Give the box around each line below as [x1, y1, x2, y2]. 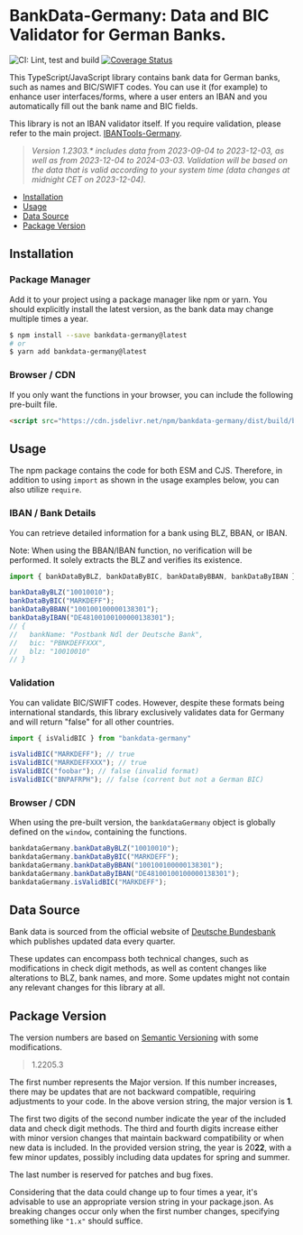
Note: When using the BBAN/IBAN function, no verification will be [9, 545, 252, 556]
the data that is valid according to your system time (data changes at [31, 164, 290, 175]
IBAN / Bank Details [9, 507, 96, 520]
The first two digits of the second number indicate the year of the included [9, 1113, 287, 1124]
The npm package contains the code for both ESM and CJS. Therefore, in [9, 465, 283, 476]
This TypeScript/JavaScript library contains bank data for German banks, [9, 71, 281, 82]
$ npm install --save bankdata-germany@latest [9, 330, 188, 339]
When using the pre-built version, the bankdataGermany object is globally [9, 817, 276, 828]
